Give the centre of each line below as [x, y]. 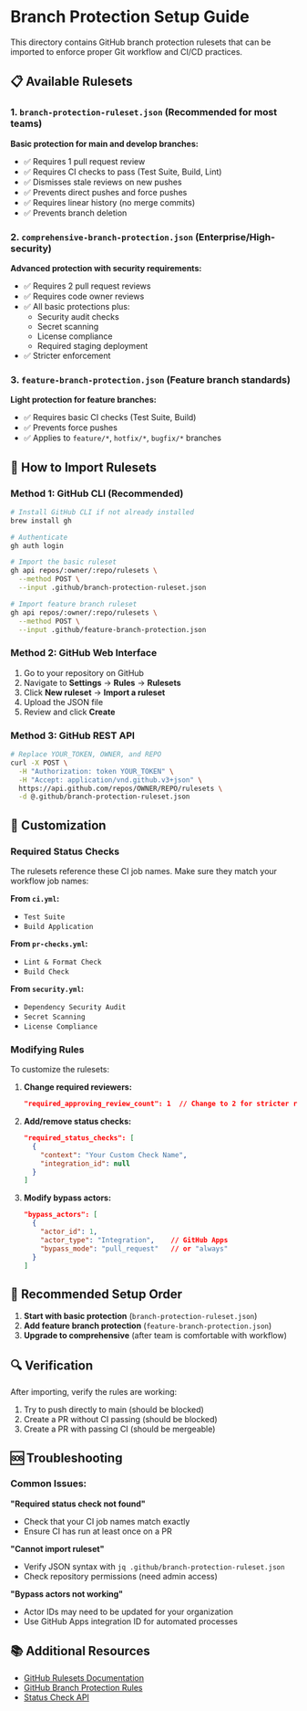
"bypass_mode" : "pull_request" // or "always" [134, 1249]
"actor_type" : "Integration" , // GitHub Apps [134, 1240]
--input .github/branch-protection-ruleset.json [113, 588]
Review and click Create [69, 712]
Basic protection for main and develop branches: [104, 143]
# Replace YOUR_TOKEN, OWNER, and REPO [86, 755]
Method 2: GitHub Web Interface [84, 653]
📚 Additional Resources [81, 1651]
